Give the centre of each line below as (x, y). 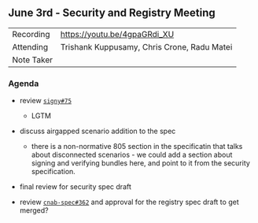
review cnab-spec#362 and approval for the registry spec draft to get (129, 202)
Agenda (24, 84)
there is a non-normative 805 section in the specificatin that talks (137, 147)
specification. (53, 172)
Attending (30, 46)
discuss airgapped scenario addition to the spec (98, 131)
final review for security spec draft (76, 187)
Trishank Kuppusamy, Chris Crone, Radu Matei (146, 46)
